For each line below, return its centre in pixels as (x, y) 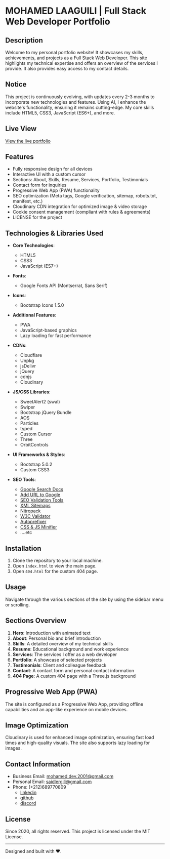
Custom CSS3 (35, 470)
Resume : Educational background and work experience (71, 649)
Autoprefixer (33, 522)
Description (24, 40)
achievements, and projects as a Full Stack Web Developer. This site (76, 58)
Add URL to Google (40, 495)
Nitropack (30, 511)
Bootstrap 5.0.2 (36, 464)
